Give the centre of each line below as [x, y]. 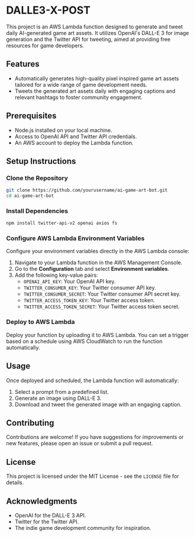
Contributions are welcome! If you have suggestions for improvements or [95, 437]
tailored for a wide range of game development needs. [81, 85]
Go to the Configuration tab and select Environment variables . [92, 269]
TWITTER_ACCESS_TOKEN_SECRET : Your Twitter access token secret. [102, 307]
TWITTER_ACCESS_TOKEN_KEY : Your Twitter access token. [89, 300]
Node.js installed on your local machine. [63, 130]
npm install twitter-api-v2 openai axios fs [62, 223]
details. [15, 483]
